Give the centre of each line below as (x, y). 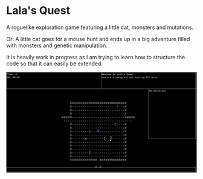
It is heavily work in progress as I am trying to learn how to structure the (96, 57)
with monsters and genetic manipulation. (57, 45)
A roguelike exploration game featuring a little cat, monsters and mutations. (100, 27)
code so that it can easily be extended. (54, 63)
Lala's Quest (38, 11)
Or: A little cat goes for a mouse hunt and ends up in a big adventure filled (98, 39)
